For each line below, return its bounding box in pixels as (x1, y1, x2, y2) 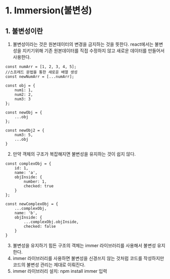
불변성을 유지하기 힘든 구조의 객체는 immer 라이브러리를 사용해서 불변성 (12, 243, 156, 248)
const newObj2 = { (5, 128, 45, 133)
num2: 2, (14, 92, 33, 97)
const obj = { (5, 83, 36, 88)
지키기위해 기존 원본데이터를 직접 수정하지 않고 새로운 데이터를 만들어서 (22, 48, 165, 54)
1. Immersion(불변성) (5, 5, 92, 16)
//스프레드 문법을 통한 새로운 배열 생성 (5, 70, 78, 75)
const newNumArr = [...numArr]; (5, 74, 74, 79)
